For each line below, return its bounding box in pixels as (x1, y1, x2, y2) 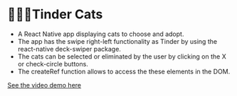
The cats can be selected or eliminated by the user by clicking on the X (17, 52, 226, 61)
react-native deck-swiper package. (17, 44, 121, 53)
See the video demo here (7, 80, 82, 89)
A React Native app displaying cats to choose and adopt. (17, 30, 184, 38)
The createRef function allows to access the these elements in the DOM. (17, 67, 231, 76)
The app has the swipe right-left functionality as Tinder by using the (17, 37, 218, 45)
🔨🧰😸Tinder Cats (7, 6, 103, 23)
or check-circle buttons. (17, 59, 89, 68)
